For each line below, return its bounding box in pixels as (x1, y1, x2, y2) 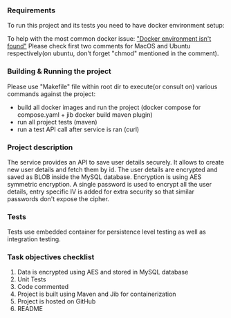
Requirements (7, 6, 56, 15)
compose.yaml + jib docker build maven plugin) (17, 110, 154, 119)
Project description (7, 142, 73, 152)
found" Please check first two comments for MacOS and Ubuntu (7, 42, 191, 50)
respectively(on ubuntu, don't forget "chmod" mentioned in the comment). (7, 49, 219, 57)
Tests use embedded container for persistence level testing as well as (7, 227, 206, 236)
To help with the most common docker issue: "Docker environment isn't (7, 35, 212, 43)
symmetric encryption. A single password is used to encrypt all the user (7, 180, 212, 188)
